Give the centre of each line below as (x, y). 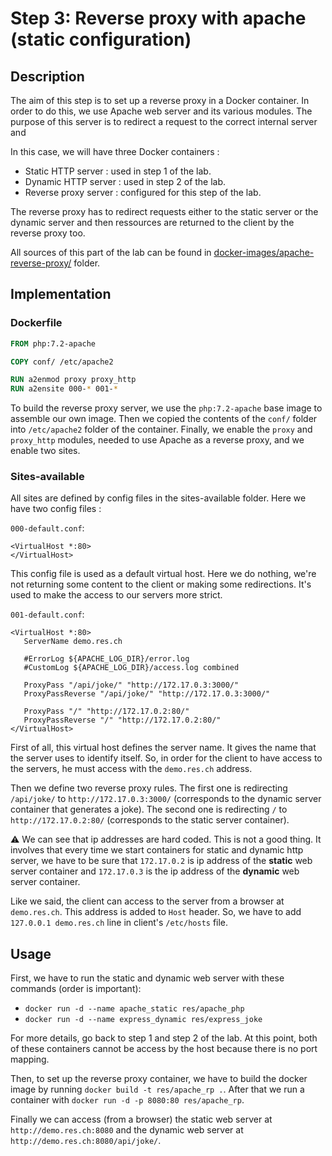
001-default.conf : (47, 614)
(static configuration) (101, 39)
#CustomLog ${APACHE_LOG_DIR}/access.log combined (131, 668)
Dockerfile (36, 323)
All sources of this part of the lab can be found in (111, 252)
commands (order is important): (76, 989)
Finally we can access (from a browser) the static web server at (141, 1119)
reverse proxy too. (48, 233)
